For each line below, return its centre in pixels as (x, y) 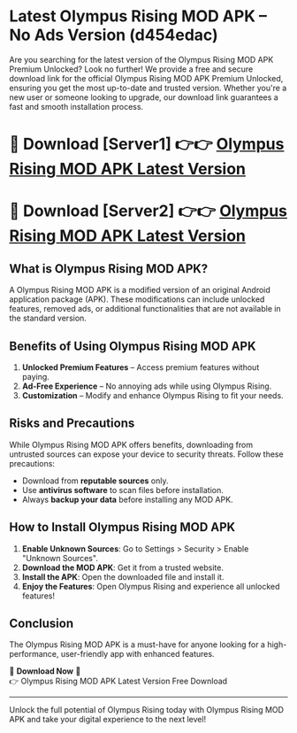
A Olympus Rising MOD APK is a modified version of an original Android (140, 290)
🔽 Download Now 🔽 (45, 671)
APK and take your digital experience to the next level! (108, 720)
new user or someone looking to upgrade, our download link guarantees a (144, 97)
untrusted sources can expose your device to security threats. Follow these (147, 454)
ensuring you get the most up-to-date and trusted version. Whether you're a (148, 88)
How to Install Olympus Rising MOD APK (122, 527)
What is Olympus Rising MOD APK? (109, 269)
